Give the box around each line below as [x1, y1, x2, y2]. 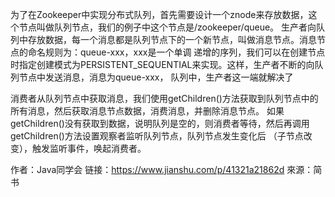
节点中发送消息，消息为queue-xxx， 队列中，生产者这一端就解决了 [18, 71, 294, 83]
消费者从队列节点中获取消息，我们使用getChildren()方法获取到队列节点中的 [10, 93, 319, 104]
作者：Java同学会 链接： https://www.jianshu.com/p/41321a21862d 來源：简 [10, 164, 323, 175]
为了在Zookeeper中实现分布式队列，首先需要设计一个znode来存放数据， [10, 9, 309, 20]
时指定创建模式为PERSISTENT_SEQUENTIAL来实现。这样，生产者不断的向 [10, 59, 315, 70]
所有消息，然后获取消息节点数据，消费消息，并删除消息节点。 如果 [10, 105, 285, 117]
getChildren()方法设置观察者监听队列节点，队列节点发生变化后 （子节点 [10, 130, 304, 142]
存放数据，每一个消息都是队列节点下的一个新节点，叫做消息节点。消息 [27, 34, 317, 45]
